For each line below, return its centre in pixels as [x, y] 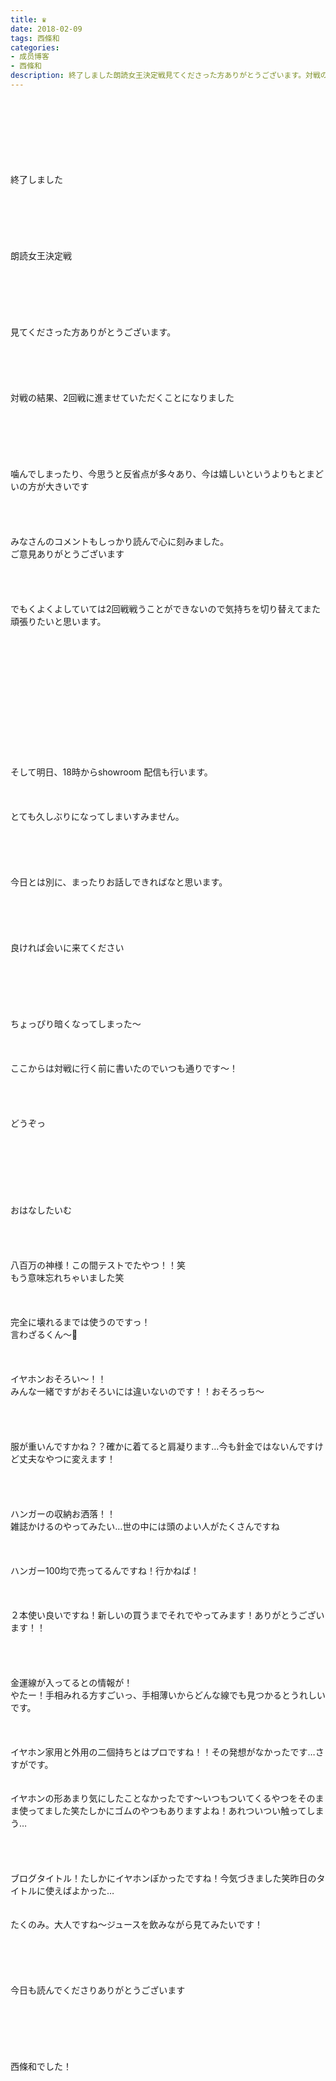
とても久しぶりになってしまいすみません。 [97, 816]
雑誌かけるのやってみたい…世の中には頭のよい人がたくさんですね [145, 1526]
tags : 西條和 [35, 38]
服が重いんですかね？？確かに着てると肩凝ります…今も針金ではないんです [162, 1446]
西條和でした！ [41, 2066]
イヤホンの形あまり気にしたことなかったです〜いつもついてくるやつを [154, 1798]
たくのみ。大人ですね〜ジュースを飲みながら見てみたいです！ [136, 1924]
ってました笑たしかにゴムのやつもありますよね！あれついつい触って [167, 1810]
